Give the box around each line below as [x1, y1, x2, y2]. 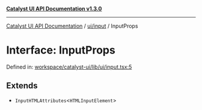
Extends [6, 81, 38, 91]
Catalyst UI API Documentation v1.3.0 [6, 5, 102, 12]
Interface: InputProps [6, 43, 115, 57]
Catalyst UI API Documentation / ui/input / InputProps [6, 22, 138, 29]
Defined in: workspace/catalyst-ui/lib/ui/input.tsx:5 [6, 63, 132, 70]
